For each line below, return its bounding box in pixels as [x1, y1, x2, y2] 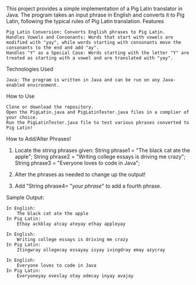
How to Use [6, 93, 35, 100]
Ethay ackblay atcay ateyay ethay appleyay [17, 221, 126, 227]
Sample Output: [6, 194, 44, 201]
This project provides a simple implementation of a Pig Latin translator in [6, 5, 183, 12]
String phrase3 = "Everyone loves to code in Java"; [14, 160, 140, 166]
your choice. [6, 115, 38, 121]
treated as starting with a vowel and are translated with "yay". [6, 55, 173, 61]
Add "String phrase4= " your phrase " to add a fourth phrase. [14, 182, 162, 189]
